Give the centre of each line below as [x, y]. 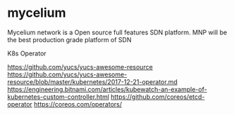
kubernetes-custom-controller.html [58, 97]
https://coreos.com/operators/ [78, 104]
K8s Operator [27, 53]
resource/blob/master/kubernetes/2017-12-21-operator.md [92, 81]
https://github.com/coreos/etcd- [158, 97]
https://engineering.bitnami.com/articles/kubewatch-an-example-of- [107, 89]
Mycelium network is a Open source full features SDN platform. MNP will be [117, 32]
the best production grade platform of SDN [69, 39]
